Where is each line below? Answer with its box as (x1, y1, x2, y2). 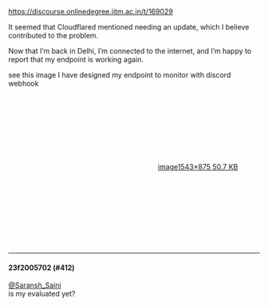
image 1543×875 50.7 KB (158, 162, 238, 171)
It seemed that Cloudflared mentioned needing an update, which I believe (8, 22, 250, 31)
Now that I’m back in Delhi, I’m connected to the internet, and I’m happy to (8, 46, 252, 55)
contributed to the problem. (8, 31, 99, 40)
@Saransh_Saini (8, 280, 61, 290)
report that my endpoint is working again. (8, 55, 144, 64)
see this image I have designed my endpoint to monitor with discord (8, 70, 231, 79)
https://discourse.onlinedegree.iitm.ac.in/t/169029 (8, 7, 173, 16)
